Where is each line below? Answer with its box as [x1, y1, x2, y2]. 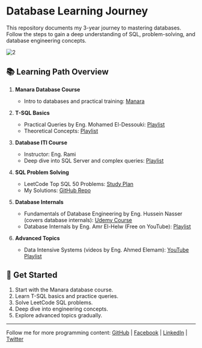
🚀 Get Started [6, 270, 58, 281]
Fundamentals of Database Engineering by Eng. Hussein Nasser [23, 210, 183, 217]
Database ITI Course [14, 138, 68, 146]
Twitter [6, 335, 24, 343]
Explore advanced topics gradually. [14, 311, 103, 318]
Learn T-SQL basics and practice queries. [14, 292, 119, 299]
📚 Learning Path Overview [6, 67, 109, 77]
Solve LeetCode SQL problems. [14, 299, 93, 306]
